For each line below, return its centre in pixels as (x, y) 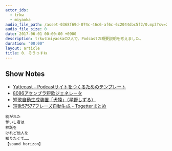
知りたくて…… (17, 139)
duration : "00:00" (25, 44)
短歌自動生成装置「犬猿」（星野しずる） (54, 100)
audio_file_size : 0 (26, 29)
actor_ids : (17, 10)
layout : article (23, 48)
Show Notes (25, 74)
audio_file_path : (24, 24)
